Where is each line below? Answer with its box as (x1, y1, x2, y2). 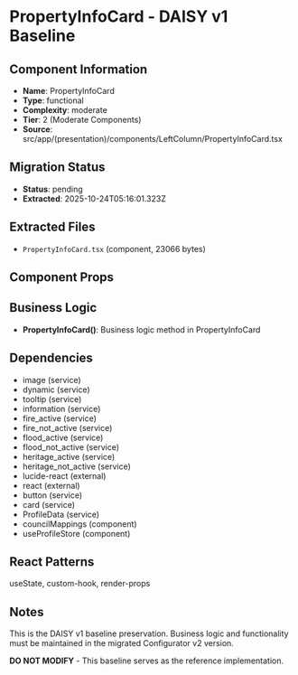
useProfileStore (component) (22, 528, 131, 539)
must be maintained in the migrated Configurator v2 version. (9, 638, 235, 649)
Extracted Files (9, 220, 96, 235)
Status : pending (22, 183, 83, 194)
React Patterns (9, 554, 95, 570)
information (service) (22, 403, 101, 414)
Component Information (9, 61, 148, 77)
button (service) (22, 490, 83, 501)
